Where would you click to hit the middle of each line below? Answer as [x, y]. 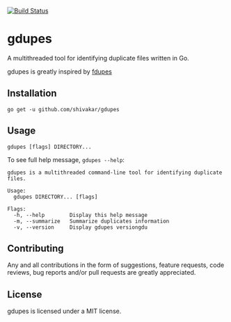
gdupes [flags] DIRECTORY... [49, 147]
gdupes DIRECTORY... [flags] [56, 197]
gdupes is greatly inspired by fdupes [60, 71]
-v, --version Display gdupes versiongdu [81, 227]
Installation [32, 94]
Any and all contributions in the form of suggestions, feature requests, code [116, 265]
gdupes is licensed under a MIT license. [64, 311]
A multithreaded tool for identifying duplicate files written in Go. [98, 58]
